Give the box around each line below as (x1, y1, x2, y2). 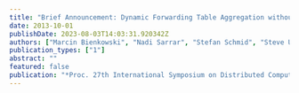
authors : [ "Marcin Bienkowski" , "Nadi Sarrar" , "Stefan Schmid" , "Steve (9, 37, 285, 47)
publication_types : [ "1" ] (9, 46, 105, 55)
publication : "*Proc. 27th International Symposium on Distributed (9, 71, 265, 80)
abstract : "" (9, 54, 58, 63)
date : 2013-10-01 (9, 21, 74, 30)
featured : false (9, 63, 69, 72)
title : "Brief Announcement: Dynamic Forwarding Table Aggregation (9, 12, 265, 22)
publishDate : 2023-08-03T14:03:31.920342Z (9, 29, 169, 38)
